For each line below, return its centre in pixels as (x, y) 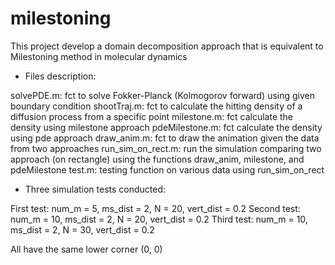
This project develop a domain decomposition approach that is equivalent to (167, 46)
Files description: (60, 76)
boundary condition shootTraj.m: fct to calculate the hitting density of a (156, 106)
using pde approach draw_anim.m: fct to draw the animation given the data (165, 138)
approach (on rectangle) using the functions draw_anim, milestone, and (157, 159)
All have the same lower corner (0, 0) (86, 249)
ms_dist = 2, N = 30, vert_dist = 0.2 (82, 229)
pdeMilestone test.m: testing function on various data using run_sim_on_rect (167, 169)
